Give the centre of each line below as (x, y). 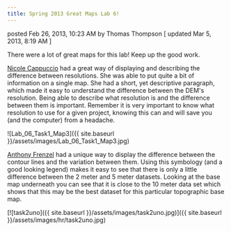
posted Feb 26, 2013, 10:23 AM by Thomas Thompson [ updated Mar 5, (109, 33)
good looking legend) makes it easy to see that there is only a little (102, 169)
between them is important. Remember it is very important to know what (111, 105)
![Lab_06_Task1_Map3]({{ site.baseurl (61, 133)
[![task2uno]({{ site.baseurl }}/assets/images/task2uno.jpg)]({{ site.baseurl (114, 212)
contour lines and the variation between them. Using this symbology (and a (115, 162)
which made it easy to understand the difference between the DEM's (106, 90)
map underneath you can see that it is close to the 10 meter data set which (114, 184)
